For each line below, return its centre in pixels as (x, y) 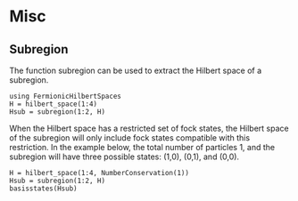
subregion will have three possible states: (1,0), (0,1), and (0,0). (124, 157)
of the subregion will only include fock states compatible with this (130, 138)
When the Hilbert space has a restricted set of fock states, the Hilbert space (149, 128)
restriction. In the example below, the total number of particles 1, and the (142, 147)
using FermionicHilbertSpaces (66, 96)
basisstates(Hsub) (43, 189)
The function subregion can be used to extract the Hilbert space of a (136, 70)
